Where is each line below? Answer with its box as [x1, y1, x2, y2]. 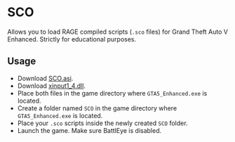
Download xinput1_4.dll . [17, 82, 86, 90]
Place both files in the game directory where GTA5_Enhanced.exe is [17, 89, 208, 97]
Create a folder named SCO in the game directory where [17, 103, 177, 112]
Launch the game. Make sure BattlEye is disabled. [17, 126, 162, 134]
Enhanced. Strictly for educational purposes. [7, 34, 137, 43]
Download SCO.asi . [17, 74, 74, 82]
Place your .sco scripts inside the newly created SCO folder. [17, 119, 188, 127]
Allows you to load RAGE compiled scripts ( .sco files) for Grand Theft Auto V [7, 27, 228, 36]
